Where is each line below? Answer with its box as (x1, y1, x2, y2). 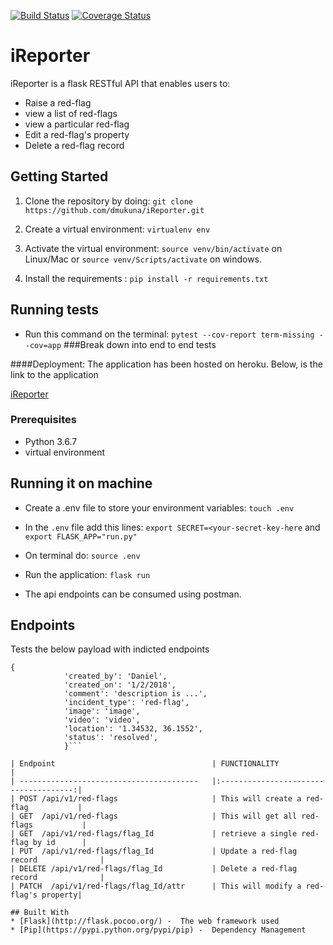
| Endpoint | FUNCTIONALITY (10, 759, 280, 769)
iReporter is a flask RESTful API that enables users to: (10, 77, 231, 89)
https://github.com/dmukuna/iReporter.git (24, 205, 205, 215)
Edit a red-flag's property (24, 128, 130, 140)
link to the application (10, 368, 99, 380)
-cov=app (24, 340, 62, 350)
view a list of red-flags (24, 107, 118, 119)
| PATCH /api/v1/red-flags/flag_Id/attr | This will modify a (10, 881, 302, 892)
